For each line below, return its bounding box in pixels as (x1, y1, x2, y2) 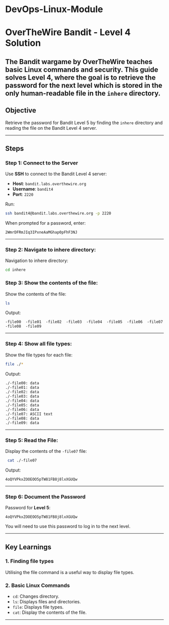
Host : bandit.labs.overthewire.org (12, 181, 87, 187)
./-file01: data (5, 385, 39, 390)
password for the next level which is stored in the (5, 81, 162, 89)
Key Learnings (5, 543, 52, 551)
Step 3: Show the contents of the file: (5, 279, 98, 286)
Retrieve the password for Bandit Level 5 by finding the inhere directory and (5, 120, 163, 126)
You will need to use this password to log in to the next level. (5, 524, 131, 530)
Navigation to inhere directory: (5, 257, 68, 264)
